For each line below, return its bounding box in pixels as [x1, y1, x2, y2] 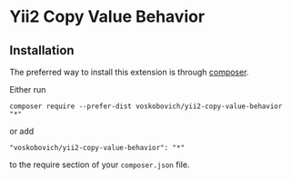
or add [9, 125, 35, 136]
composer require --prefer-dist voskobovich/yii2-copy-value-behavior [9, 102, 283, 111]
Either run [9, 85, 46, 94]
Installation [9, 43, 75, 58]
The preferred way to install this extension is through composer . [9, 66, 249, 77]
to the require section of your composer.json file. [9, 159, 190, 170]
